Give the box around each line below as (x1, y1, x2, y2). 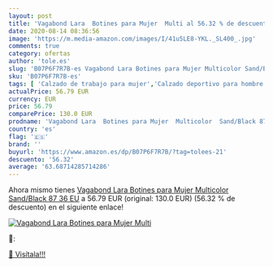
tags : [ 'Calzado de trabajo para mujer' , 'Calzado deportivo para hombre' (8, 80, 267, 88)
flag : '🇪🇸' (8, 132, 49, 140)
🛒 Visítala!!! (8, 249, 46, 260)
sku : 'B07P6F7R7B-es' (8, 72, 82, 80)
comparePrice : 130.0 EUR (8, 110, 93, 118)
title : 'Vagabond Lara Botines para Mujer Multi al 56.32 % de (8, 19, 234, 28)
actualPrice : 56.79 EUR (8, 87, 89, 96)
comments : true (8, 42, 60, 50)
